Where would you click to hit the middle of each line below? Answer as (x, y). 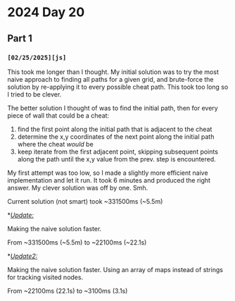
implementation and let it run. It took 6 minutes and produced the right (109, 180)
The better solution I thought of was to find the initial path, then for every (113, 108)
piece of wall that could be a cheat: (58, 115)
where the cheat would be (55, 144)
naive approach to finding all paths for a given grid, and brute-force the (110, 79)
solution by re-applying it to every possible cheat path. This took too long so (118, 87)
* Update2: (23, 256)
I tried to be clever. (34, 94)
